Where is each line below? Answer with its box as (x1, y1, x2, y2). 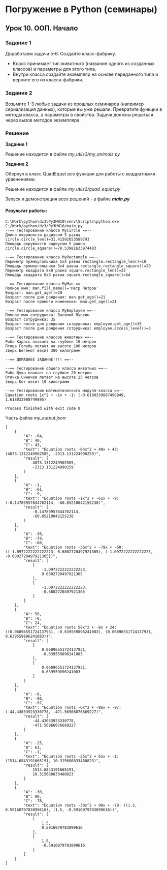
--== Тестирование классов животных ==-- (5, 335, 94, 340)
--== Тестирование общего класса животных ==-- (5, 366, 108, 371)
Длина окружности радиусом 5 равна (5, 232, 81, 237)
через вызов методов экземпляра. (5, 117, 81, 123)
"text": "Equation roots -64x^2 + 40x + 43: (23, 446, 119, 452)
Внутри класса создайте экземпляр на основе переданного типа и (12, 71, 158, 77)
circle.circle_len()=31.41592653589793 (5, 236, 90, 242)
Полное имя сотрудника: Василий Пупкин (5, 312, 90, 317)
